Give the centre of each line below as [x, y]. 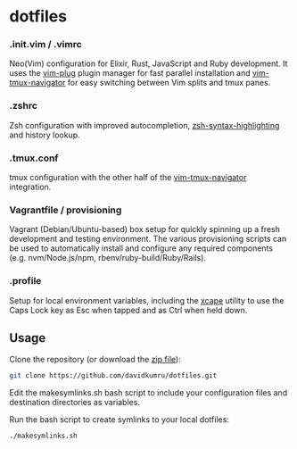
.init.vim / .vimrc [45, 45]
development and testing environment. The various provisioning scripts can [148, 239]
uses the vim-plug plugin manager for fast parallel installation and [130, 73]
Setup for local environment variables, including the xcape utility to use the [147, 300]
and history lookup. [45, 135]
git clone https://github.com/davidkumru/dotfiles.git [113, 376]
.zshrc [24, 106]
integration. [30, 187]
